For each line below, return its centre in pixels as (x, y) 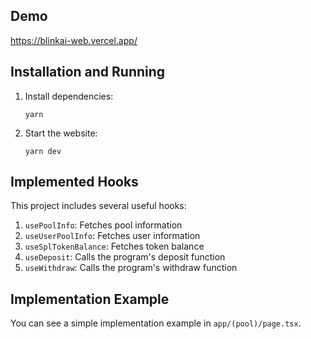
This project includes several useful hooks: (98, 206)
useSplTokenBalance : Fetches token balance (114, 246)
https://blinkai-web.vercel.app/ (74, 40)
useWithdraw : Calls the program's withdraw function (131, 268)
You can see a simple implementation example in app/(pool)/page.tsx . (156, 323)
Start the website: (61, 133)
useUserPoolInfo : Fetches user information (112, 236)
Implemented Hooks (74, 182)
